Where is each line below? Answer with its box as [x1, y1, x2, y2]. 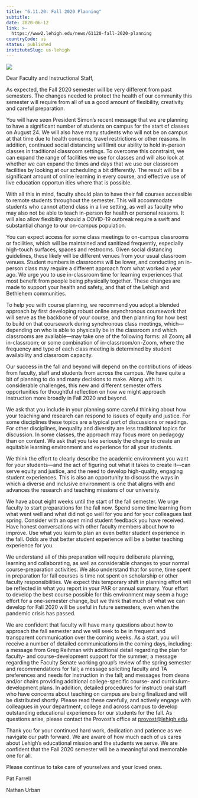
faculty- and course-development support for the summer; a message [6, 653, 177, 660]
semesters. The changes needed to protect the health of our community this [6, 92, 192, 99]
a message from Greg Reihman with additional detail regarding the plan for [6, 646, 188, 653]
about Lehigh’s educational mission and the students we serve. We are [6, 739, 178, 747]
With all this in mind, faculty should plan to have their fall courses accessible [6, 190, 192, 197]
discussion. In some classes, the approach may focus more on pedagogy [6, 431, 184, 438]
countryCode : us [6, 36, 46, 42]
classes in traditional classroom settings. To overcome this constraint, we [6, 147, 184, 154]
